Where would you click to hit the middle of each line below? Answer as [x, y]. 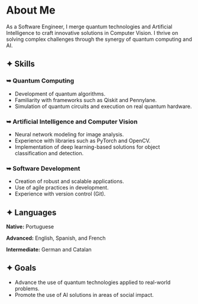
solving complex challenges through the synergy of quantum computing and [99, 39]
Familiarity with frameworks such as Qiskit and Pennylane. [86, 100]
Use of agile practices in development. [62, 188]
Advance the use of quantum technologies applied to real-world [92, 282]
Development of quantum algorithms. [60, 94]
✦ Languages [31, 212]
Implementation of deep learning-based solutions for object [87, 147]
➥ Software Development [43, 168]
